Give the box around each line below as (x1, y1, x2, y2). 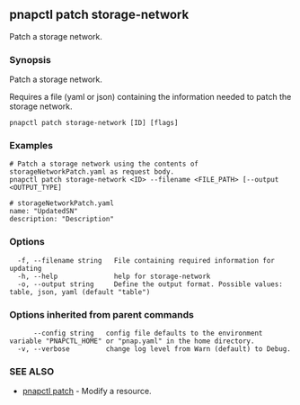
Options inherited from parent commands (9, 308, 195, 320)
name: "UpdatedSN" (9, 207, 78, 216)
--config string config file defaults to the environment (32, 328, 263, 337)
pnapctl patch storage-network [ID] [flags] (9, 119, 179, 128)
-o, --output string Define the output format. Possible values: (17, 279, 283, 289)
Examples (9, 139, 54, 152)
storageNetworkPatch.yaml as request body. (9, 167, 175, 176)
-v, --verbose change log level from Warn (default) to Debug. (17, 345, 292, 354)
